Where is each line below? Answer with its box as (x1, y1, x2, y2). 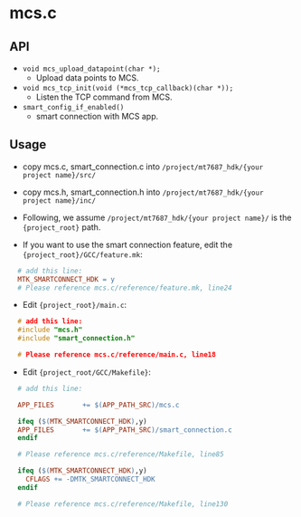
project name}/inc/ (22, 196, 97, 206)
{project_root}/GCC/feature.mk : (22, 248, 143, 260)
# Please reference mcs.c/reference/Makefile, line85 (17, 450, 224, 459)
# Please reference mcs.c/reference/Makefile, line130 (17, 499, 229, 509)
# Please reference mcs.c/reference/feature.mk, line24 (17, 283, 232, 292)
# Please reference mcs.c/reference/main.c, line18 (17, 350, 217, 359)
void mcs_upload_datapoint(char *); (22, 64, 161, 73)
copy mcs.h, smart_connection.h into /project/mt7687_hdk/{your (22, 187, 264, 197)
